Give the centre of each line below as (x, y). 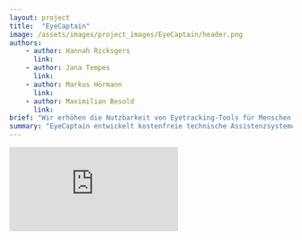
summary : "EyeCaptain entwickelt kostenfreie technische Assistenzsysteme (152, 127)
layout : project (40, 18)
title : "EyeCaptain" (50, 26)
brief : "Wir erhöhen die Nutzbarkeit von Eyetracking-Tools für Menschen (151, 118)
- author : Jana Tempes (68, 68)
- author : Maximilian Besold (80, 101)
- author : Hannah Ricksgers (78, 51)
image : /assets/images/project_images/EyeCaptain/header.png (126, 34)
